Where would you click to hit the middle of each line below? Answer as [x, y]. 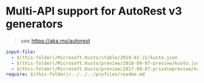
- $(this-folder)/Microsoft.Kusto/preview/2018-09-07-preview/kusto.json [107, 63]
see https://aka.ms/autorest [55, 41]
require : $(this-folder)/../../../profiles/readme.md [76, 75]
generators [34, 24]
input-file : [21, 52]
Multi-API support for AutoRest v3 [94, 11]
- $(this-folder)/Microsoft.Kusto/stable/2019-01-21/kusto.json [94, 58]
